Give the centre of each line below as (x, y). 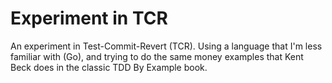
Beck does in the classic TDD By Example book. (109, 67)
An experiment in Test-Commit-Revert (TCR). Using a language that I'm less (166, 46)
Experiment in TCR (89, 18)
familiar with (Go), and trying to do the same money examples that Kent (157, 56)
